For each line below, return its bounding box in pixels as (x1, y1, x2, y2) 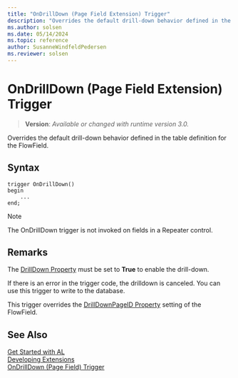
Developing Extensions (7, 355, 75, 364)
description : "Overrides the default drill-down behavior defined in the (7, 17, 232, 24)
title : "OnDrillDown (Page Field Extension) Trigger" (7, 10, 171, 18)
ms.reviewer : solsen (7, 51, 69, 58)
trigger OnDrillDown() (7, 180, 75, 188)
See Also (7, 329, 48, 341)
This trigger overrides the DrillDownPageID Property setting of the (7, 300, 202, 309)
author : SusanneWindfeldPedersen (7, 44, 107, 51)
